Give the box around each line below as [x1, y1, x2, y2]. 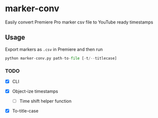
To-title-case [12, 108, 39, 114]
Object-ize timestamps [12, 88, 58, 94]
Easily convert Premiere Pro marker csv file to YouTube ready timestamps [5, 19, 153, 25]
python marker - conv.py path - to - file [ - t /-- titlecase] [5, 56, 117, 61]
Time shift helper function [19, 98, 72, 104]
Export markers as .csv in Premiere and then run [5, 46, 103, 52]
